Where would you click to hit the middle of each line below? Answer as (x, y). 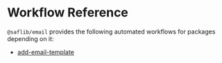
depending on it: (31, 38)
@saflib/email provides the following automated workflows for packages (111, 32)
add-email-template (46, 52)
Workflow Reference (68, 13)
